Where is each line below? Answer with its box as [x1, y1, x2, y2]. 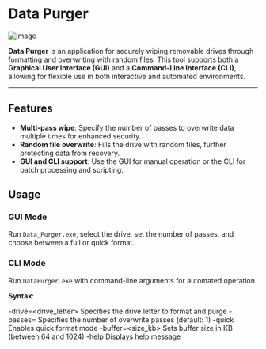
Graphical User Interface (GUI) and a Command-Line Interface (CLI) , [8, 63, 237, 72]
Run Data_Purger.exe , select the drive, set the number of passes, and [8, 230, 234, 239]
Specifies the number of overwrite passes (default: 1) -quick [38, 314, 234, 324]
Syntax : [8, 290, 34, 301]
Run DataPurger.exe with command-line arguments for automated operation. [8, 275, 257, 285]
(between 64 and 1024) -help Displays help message [8, 332, 181, 341]
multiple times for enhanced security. [19, 131, 142, 141]
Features [8, 102, 53, 116]
